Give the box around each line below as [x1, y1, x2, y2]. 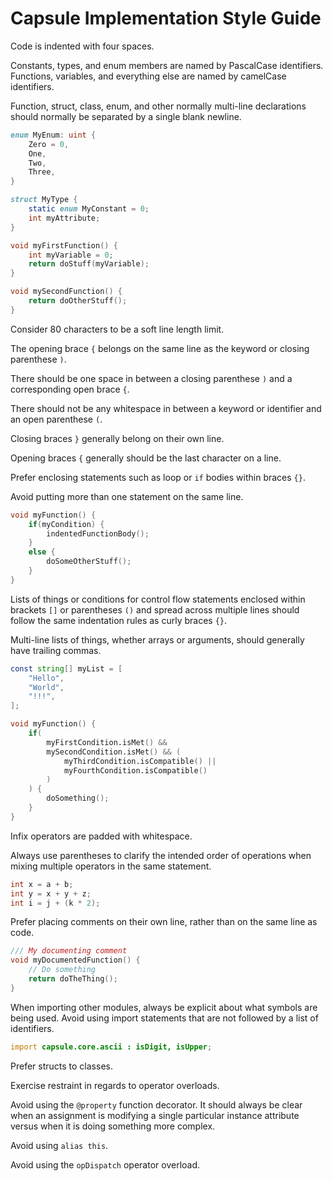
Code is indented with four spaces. [10, 40, 155, 52]
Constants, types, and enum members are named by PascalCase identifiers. [10, 59, 324, 71]
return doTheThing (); [28, 974, 118, 984]
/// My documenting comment [10, 946, 128, 956]
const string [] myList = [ [10, 663, 123, 674]
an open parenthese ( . [10, 413, 103, 425]
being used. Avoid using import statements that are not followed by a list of [10, 1012, 319, 1024]
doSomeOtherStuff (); [46, 557, 132, 567]
